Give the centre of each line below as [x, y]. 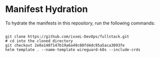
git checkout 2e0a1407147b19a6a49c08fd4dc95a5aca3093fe [65, 45]
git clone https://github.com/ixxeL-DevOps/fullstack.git [67, 36]
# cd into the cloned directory [39, 41]
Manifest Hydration [47, 9]
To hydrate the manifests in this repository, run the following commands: [80, 23]
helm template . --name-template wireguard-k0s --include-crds [73, 49]
